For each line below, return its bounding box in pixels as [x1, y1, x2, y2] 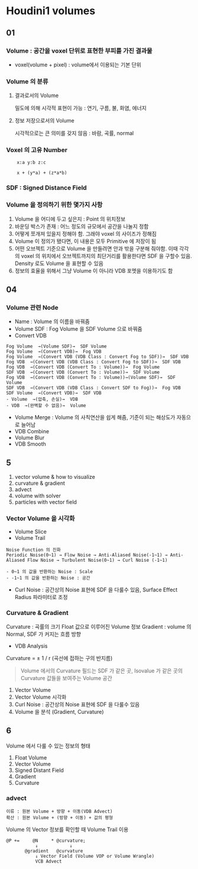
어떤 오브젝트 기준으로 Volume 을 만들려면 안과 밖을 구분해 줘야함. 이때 [14, 244, 178, 252]
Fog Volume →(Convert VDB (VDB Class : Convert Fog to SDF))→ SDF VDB [6, 354, 189, 360]
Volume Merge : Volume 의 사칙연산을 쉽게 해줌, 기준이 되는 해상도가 [14, 414, 176, 421]
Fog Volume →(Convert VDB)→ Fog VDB [6, 349, 102, 355]
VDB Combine [14, 428, 49, 435]
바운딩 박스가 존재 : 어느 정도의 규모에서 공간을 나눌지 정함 [14, 223, 149, 230]
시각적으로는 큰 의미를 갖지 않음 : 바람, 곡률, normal [14, 130, 134, 137]
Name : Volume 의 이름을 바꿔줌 [14, 318, 90, 325]
